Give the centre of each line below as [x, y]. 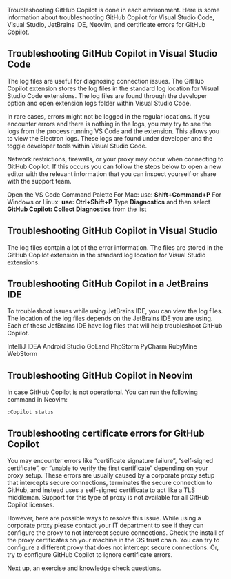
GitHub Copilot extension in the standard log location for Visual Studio [107, 255]
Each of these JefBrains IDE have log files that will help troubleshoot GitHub [115, 326]
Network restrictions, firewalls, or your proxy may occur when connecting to [115, 159]
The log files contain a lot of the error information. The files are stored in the [115, 247]
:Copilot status [30, 412]
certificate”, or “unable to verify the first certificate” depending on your [108, 468]
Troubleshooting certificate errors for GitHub [106, 433]
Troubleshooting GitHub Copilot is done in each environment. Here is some [113, 10]
